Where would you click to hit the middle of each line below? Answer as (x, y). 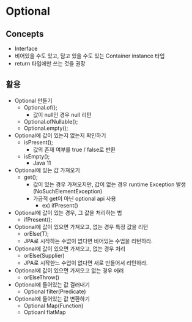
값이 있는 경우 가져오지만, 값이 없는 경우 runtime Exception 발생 (109, 184)
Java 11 (42, 163)
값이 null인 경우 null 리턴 (62, 114)
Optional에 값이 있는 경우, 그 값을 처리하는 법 (68, 212)
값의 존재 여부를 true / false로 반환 (74, 149)
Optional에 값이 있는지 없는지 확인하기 (60, 135)
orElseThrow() (41, 277)
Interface (26, 48)
